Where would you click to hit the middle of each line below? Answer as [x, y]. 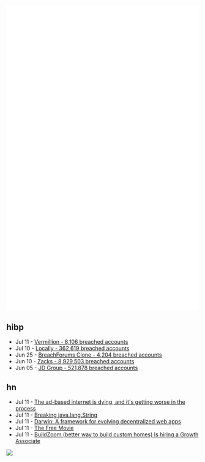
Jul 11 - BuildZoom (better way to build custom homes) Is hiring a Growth [107, 434]
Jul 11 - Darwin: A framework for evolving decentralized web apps [98, 422]
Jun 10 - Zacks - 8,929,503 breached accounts [75, 362]
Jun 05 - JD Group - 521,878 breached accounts [76, 368]
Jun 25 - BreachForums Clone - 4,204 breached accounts [88, 355]
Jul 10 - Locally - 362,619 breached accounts [72, 349]
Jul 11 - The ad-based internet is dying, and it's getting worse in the [100, 402]
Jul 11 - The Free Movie [44, 428]
